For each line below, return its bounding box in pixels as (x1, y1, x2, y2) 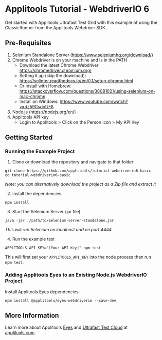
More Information (5, 311, 59, 320)
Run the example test (12, 236, 55, 242)
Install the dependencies (12, 191, 62, 197)
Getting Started (5, 133, 53, 142)
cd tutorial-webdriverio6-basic (5, 173, 71, 178)
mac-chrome (19, 93, 46, 99)
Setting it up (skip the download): (19, 72, 86, 79)
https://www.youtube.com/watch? (59, 99, 128, 104)
